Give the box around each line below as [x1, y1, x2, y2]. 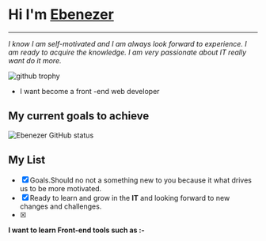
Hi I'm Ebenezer [8, 6, 115, 24]
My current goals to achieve [8, 109, 150, 123]
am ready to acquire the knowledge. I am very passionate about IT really [8, 47, 247, 57]
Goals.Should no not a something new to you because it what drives [29, 175, 252, 185]
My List [8, 153, 46, 167]
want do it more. [8, 55, 62, 65]
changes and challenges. [19, 201, 102, 211]
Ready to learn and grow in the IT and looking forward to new [29, 193, 230, 202]
